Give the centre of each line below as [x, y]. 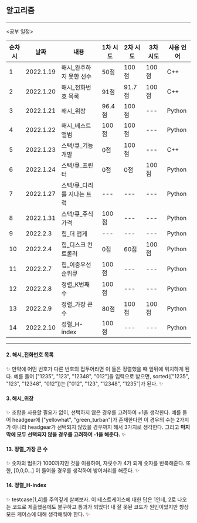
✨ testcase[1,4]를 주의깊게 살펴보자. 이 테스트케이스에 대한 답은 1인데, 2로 [91, 499]
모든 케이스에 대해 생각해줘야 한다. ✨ [48, 514]
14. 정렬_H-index [26, 485]
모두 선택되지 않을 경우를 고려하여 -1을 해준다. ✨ [71, 435]
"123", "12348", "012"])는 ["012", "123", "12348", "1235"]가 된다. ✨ [85, 384]
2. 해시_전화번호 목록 [30, 355]
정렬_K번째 [75, 284]
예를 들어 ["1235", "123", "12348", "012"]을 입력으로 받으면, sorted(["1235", [101, 377]
